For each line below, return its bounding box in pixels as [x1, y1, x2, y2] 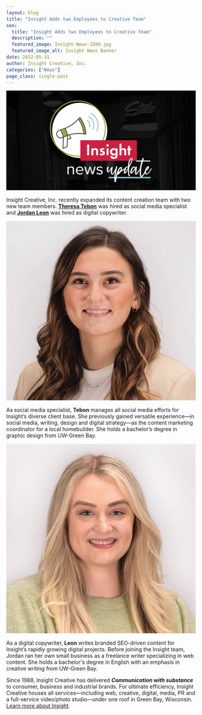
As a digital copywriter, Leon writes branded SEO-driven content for [6, 639, 175, 646]
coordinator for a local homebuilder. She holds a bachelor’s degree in [6, 426, 177, 433]
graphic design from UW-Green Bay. [6, 432, 97, 439]
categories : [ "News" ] [6, 67, 61, 73]
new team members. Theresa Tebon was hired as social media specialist [6, 202, 188, 210]
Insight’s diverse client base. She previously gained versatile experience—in [6, 413, 194, 420]
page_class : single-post [6, 73, 69, 79]
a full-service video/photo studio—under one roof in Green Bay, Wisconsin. [6, 696, 193, 703]
